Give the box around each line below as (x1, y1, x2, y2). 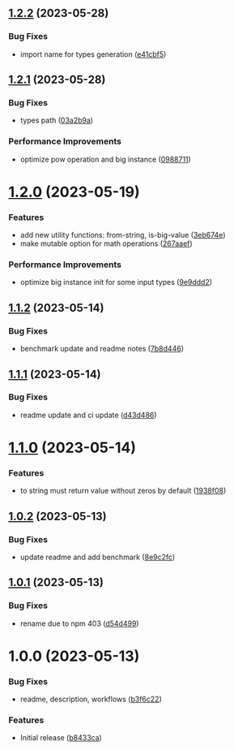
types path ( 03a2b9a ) (19, 115, 94, 125)
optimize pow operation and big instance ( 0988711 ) (19, 154, 192, 164)
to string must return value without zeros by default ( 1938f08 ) (19, 486, 227, 496)
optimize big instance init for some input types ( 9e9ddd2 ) (19, 278, 213, 287)
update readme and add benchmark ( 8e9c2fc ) (19, 552, 176, 562)
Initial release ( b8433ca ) (19, 733, 103, 743)
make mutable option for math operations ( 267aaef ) (19, 239, 193, 248)
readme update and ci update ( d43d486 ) (19, 410, 157, 420)
